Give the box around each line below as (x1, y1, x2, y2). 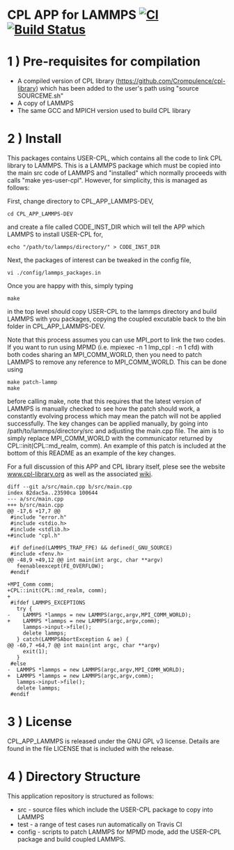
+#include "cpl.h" (7, 532, 61, 540)
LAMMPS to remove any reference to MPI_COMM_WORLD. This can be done (7, 358, 227, 366)
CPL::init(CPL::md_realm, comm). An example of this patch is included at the (7, 441, 226, 450)
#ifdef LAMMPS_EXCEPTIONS (10, 600, 86, 607)
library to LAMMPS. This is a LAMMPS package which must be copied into (7, 161, 221, 170)
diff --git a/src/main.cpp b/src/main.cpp (7, 483, 132, 491)
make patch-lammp (7, 379, 58, 386)
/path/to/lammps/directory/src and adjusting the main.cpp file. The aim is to (7, 427, 224, 435)
